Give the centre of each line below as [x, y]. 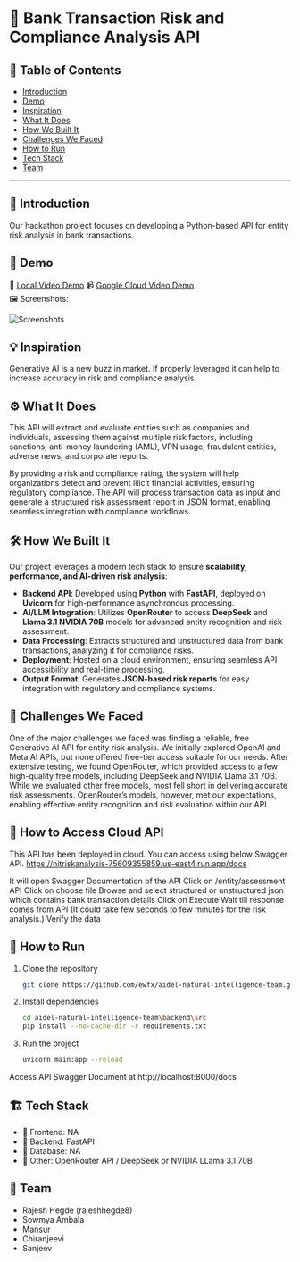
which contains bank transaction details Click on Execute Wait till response [147, 899]
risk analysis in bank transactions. [71, 235]
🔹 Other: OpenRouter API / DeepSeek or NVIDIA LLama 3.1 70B [137, 1160]
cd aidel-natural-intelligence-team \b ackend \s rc [114, 1018]
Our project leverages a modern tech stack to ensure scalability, [128, 567]
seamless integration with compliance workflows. [100, 512]
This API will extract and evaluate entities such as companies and [129, 428]
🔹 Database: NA [51, 1150]
